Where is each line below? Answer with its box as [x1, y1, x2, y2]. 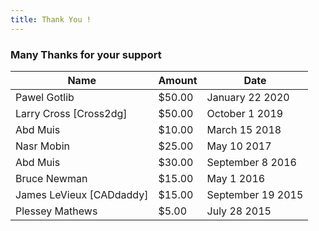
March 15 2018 [206, 122, 282, 136]
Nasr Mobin [15, 139, 70, 153]
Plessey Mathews [15, 204, 98, 218]
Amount [158, 73, 198, 87]
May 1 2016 [206, 171, 266, 185]
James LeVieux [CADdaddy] [15, 187, 149, 201]
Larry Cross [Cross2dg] [15, 106, 128, 120]
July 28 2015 [206, 204, 272, 218]
